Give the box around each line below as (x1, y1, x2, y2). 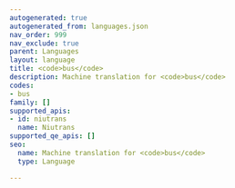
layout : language (9, 55, 76, 64)
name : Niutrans (17, 124, 76, 133)
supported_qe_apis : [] (9, 132, 96, 141)
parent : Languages (9, 47, 79, 56)
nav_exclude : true (9, 38, 79, 48)
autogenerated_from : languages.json (9, 22, 148, 31)
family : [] (9, 97, 51, 107)
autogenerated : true (9, 13, 88, 23)
